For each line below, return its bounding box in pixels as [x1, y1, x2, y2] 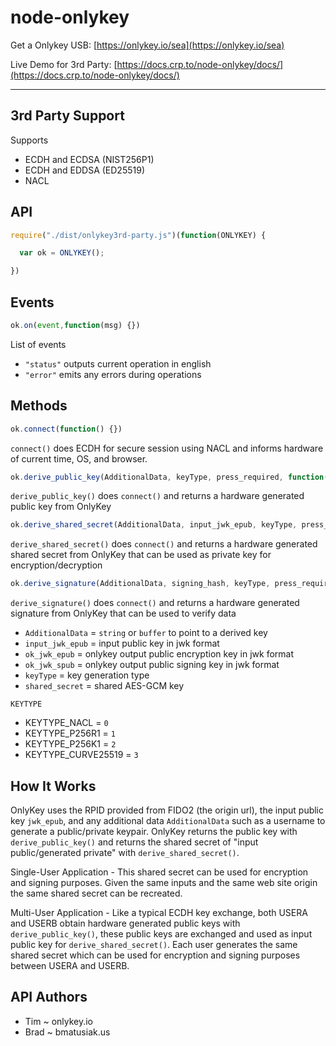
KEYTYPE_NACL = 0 [24, 717, 109, 729]
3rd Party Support [10, 107, 125, 125]
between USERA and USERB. [10, 960, 130, 971]
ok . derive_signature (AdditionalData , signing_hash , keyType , [10, 579, 271, 589]
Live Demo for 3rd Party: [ [10, 58, 118, 70]
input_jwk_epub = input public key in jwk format [24, 637, 220, 650]
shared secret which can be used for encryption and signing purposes [10, 949, 301, 961]
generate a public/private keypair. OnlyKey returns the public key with [10, 826, 298, 837]
